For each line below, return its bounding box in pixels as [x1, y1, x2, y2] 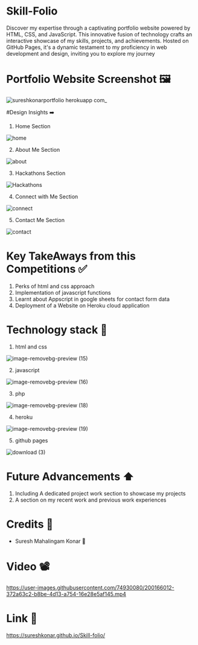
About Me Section [14, 146, 60, 153]
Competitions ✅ [6, 262, 88, 276]
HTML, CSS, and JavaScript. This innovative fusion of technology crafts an [6, 30, 193, 38]
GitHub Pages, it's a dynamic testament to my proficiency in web [6, 44, 167, 51]
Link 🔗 [6, 611, 38, 625]
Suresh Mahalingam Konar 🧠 [14, 537, 86, 545]
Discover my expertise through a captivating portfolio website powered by [6, 24, 191, 31]
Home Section [14, 122, 51, 129]
